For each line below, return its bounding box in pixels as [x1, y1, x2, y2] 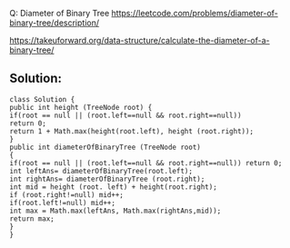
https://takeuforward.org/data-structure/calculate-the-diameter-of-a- [9, 35, 270, 45]
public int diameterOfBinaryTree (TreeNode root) [9, 143, 202, 152]
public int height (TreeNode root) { [9, 103, 153, 112]
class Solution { [9, 94, 75, 104]
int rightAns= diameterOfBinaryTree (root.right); [9, 174, 205, 184]
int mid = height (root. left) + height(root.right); [9, 182, 218, 192]
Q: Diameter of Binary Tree [9, 8, 110, 18]
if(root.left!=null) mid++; [9, 198, 116, 207]
